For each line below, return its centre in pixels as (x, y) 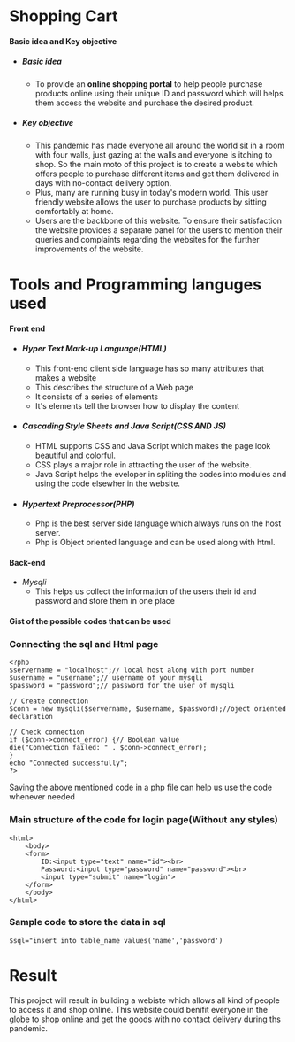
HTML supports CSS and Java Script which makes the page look (153, 445)
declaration (31, 717)
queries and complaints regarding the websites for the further (147, 239)
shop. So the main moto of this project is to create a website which (156, 164)
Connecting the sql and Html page (84, 644)
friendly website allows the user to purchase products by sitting (151, 202)
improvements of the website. (89, 249)
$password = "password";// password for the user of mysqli (122, 686)
